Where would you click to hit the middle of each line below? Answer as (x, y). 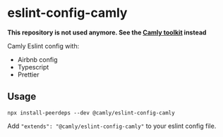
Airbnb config (37, 59)
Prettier (28, 74)
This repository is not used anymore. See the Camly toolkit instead (107, 32)
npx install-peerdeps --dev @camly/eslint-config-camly (91, 113)
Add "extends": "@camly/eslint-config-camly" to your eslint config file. (112, 126)
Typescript (33, 67)
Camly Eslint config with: (43, 46)
